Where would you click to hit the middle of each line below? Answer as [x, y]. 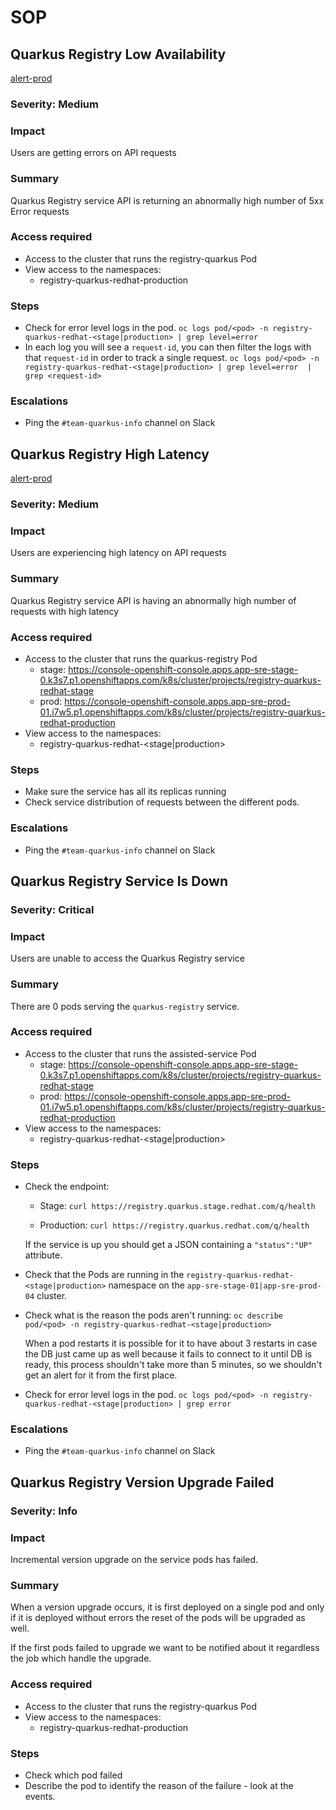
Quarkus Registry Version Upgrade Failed [142, 1482]
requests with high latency [65, 611]
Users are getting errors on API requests [93, 153]
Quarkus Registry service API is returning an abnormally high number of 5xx [167, 200]
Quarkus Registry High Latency [110, 454]
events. [40, 1796]
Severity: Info [44, 1511]
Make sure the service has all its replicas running [125, 792]
